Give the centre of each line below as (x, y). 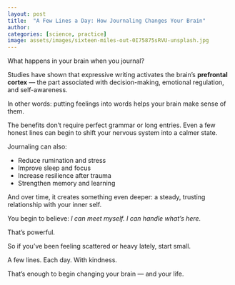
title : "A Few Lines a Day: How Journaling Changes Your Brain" (106, 21)
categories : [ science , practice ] (57, 34)
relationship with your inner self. (55, 205)
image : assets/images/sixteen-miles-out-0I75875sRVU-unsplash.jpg (108, 41)
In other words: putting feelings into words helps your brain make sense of (117, 104)
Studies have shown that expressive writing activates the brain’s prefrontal (118, 75)
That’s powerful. (31, 232)
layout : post (27, 14)
